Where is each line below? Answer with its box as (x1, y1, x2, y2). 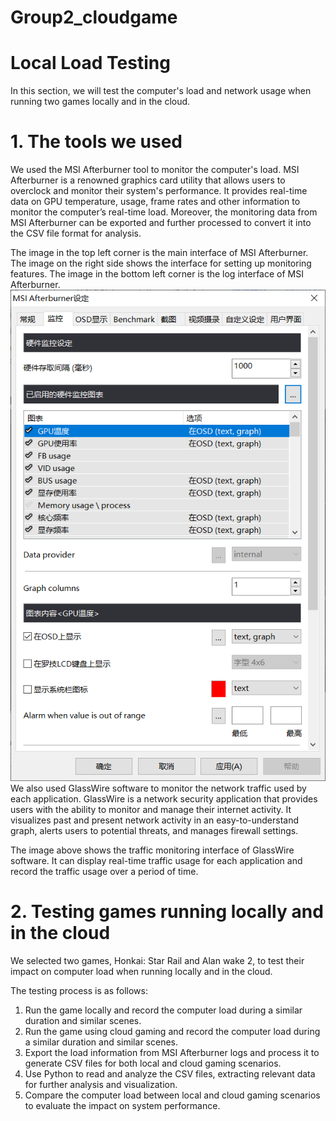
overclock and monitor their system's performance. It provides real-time (10, 185, 308, 197)
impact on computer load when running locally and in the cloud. (10, 965, 273, 977)
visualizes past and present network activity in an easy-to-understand (10, 814, 300, 826)
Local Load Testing (10, 52, 171, 75)
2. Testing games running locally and (10, 900, 324, 923)
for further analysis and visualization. (24, 1078, 178, 1090)
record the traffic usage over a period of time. (10, 865, 199, 877)
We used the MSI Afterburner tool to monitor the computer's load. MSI (10, 164, 300, 176)
